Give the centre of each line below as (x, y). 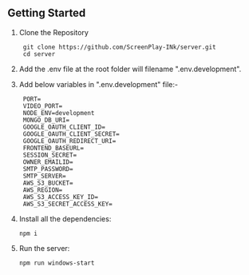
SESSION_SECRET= (50, 155)
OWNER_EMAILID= (48, 162)
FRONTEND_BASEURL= (53, 148)
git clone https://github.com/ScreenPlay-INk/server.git (119, 47)
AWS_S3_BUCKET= (48, 183)
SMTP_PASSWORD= (48, 169)
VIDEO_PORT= (43, 106)
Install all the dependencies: (65, 218)
